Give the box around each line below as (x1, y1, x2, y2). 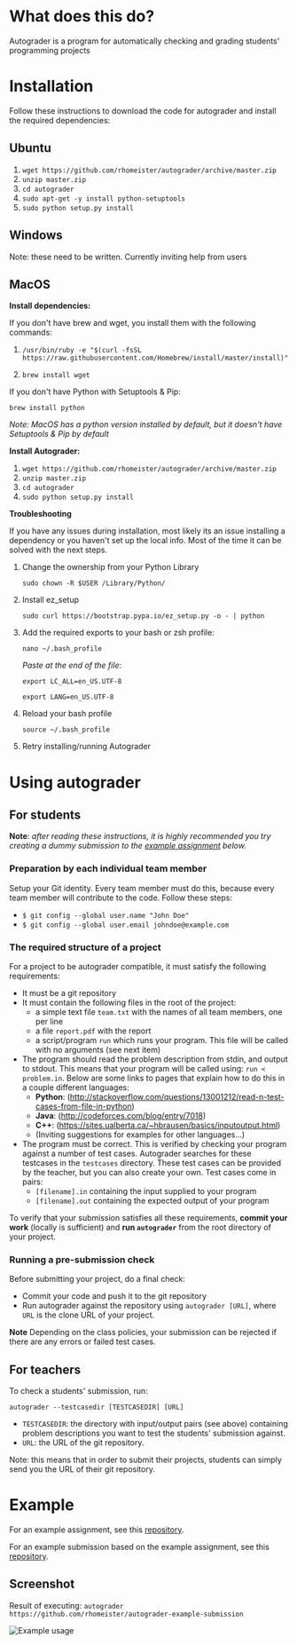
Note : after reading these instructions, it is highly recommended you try (9, 831, 271, 842)
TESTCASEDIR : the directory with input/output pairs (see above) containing (21, 1419, 288, 1429)
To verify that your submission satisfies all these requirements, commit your (9, 1212, 288, 1222)
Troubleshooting (9, 509, 73, 519)
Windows (9, 228, 63, 243)
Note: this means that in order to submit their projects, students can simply (9, 1454, 282, 1466)
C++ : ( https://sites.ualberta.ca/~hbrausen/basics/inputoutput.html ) (35, 1119, 281, 1130)
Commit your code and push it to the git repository (21, 1291, 207, 1301)
